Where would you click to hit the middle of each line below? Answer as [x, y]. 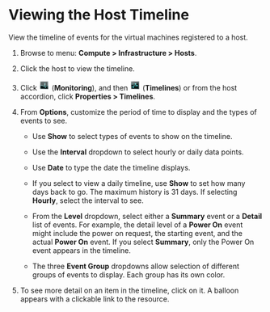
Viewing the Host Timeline [99, 15]
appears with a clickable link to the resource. [95, 299]
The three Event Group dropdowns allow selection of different [136, 266]
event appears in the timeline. [81, 250]
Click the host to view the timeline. [77, 68]
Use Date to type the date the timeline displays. [111, 167]
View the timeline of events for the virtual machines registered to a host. [128, 37]
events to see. [44, 120]
